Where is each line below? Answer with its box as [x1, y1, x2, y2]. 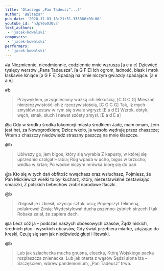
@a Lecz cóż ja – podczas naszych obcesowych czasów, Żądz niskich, [5, 220, 148, 226]
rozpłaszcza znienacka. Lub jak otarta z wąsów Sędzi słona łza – [17, 255, 148, 261]
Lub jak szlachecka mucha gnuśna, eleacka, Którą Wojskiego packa [17, 250, 154, 256]
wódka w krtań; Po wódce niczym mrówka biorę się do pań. [17, 162, 138, 167]
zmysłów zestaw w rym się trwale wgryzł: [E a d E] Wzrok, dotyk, [17, 107, 149, 113]
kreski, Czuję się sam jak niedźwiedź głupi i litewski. [5, 231, 110, 237]
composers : [5, 35, 27, 40]
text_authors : [5, 26, 34, 30]
